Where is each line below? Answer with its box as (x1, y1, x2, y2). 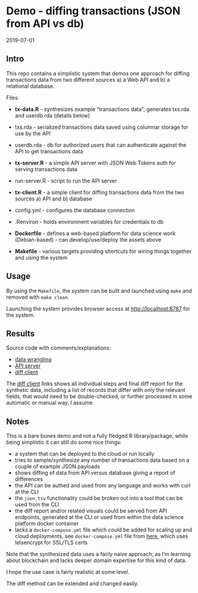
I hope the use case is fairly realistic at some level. (6, 569, 130, 576)
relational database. (6, 82, 55, 89)
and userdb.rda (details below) (14, 112, 90, 119)
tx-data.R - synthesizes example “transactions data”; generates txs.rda (14, 106, 190, 113)
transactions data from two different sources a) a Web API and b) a (6, 76, 171, 83)
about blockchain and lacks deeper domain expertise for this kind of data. (6, 557, 187, 564)
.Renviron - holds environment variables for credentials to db (14, 218, 164, 225)
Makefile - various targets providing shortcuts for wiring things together (14, 248, 192, 255)
